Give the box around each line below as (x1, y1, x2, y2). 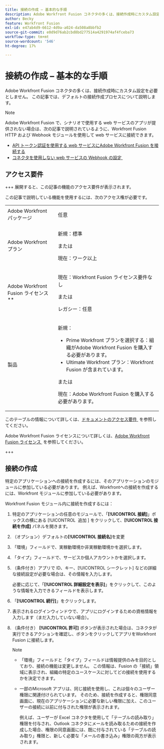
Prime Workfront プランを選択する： (66, 337, 149, 344)
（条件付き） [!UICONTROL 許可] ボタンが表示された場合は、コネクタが (12, 625, 157, 631)
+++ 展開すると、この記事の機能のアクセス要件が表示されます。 (5, 184, 134, 190)
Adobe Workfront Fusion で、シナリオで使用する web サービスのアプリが (5, 119, 152, 125)
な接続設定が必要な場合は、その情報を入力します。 (12, 571, 115, 577)
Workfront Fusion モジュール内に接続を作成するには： (5, 501, 114, 507)
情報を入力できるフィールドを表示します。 (20, 588, 106, 593)
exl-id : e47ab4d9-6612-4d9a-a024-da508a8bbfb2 (5, 25, 102, 30)
